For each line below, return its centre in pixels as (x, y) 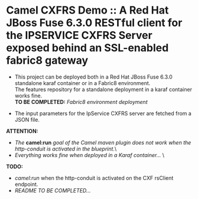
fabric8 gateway (47, 61)
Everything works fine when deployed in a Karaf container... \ (89, 155)
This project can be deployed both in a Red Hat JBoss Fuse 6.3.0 (93, 77)
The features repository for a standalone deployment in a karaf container (103, 89)
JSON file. (27, 119)
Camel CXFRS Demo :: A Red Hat (87, 10)
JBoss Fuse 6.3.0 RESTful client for (94, 23)
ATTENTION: (22, 131)
